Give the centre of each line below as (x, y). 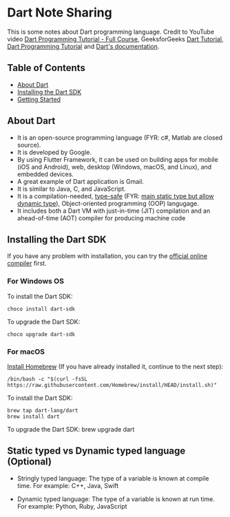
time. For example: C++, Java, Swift (68, 485)
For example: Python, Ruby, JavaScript (72, 506)
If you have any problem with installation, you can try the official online (107, 256)
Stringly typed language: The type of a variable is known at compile (113, 478)
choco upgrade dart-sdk (41, 334)
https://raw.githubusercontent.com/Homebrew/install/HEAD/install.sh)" (112, 385)
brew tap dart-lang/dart (43, 410)
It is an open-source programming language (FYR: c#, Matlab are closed (119, 137)
